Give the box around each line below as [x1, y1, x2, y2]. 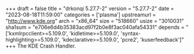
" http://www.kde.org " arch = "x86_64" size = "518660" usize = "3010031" [5, 18, 185, 24]
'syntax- [121, 30, 141, 37]
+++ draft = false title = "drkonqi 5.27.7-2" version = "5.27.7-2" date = [5, 5, 175, 12]
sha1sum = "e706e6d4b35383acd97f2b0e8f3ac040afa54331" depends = [5, 23, 185, 31]
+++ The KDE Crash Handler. [5, 42, 76, 49]
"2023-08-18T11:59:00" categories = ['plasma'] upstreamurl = [5, 11, 156, 18]
